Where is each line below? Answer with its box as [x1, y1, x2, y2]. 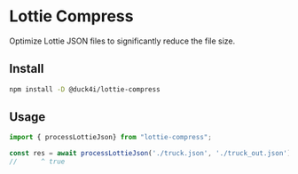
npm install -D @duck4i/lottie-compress [9, 84, 161, 94]
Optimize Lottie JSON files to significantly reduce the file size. [9, 36, 236, 46]
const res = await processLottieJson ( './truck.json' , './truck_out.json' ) [9, 149, 292, 158]
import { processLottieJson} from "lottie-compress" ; [9, 133, 213, 142]
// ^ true [9, 157, 66, 166]
